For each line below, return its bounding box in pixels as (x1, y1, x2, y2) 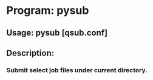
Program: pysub (6, 4, 89, 17)
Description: (6, 48, 55, 58)
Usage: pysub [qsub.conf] (6, 28, 108, 38)
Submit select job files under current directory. (6, 66, 148, 74)
